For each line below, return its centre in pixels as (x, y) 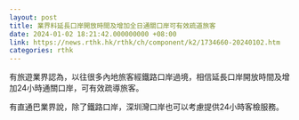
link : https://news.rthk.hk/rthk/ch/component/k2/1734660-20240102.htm (145, 42)
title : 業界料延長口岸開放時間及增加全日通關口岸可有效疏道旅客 (113, 26)
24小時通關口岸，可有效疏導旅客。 (80, 88)
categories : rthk (41, 51)
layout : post (33, 17)
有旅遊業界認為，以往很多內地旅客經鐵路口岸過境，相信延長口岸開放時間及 (145, 77)
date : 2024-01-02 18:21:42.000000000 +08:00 (93, 34)
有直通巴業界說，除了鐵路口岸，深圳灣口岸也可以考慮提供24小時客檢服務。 (147, 107)
